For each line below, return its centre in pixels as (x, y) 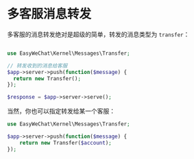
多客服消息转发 (49, 14)
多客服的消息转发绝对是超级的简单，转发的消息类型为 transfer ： (98, 34)
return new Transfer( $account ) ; (65, 143)
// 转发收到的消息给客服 (37, 66)
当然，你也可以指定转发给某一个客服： (61, 111)
